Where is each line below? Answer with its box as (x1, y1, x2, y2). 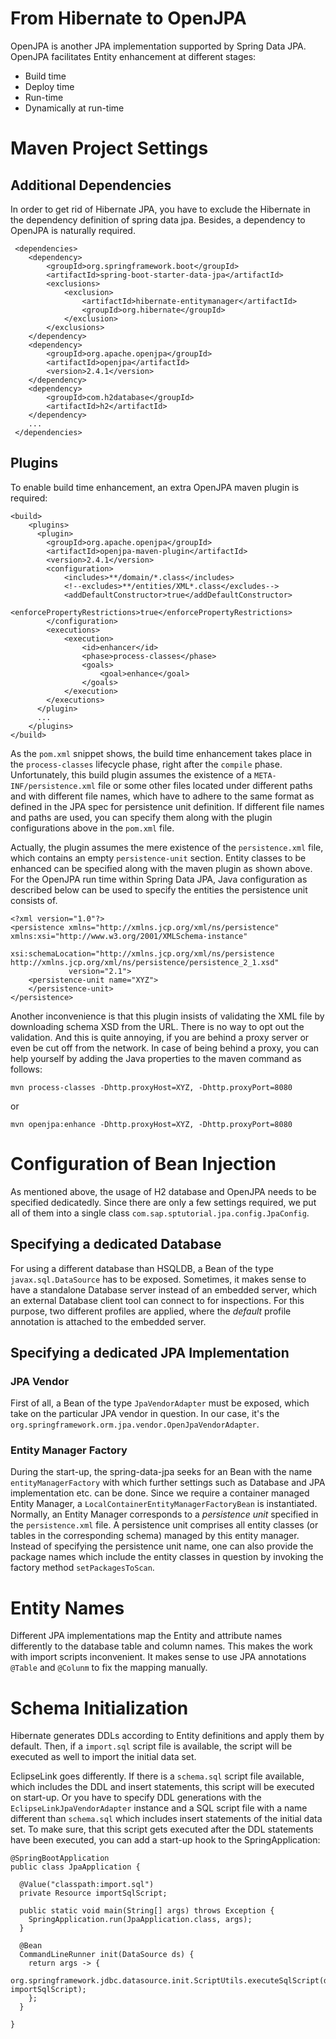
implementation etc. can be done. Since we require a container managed (10, 1487, 310, 1499)
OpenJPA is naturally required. (10, 224, 136, 236)
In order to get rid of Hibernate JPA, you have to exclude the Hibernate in (10, 203, 311, 215)
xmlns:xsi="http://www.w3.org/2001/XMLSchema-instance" (10, 931, 248, 941)
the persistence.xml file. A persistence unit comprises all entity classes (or (10, 1519, 319, 1531)
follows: (10, 1063, 43, 1075)
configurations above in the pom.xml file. (10, 822, 175, 834)
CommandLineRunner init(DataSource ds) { (19, 1950, 195, 1960)
